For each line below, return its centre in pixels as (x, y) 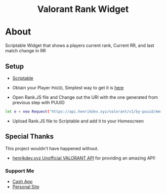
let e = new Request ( (27, 112)
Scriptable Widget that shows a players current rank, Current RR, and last (80, 45)
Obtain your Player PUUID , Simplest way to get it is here (68, 87)
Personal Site (26, 187)
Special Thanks (29, 136)
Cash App (22, 181)
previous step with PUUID (39, 102)
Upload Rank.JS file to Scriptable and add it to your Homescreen (78, 121)
